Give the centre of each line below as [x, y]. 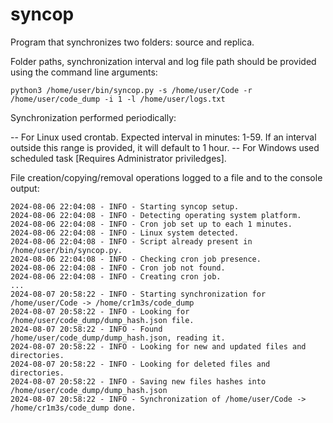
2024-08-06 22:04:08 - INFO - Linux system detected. [125, 233]
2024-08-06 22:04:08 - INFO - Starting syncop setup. [125, 206]
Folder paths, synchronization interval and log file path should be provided [163, 61]
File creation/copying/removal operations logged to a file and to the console [166, 177]
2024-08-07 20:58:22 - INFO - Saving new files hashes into [138, 381]
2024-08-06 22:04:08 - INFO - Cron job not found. [118, 268]
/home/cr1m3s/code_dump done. [73, 408]
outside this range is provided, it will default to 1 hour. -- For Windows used [165, 147]
